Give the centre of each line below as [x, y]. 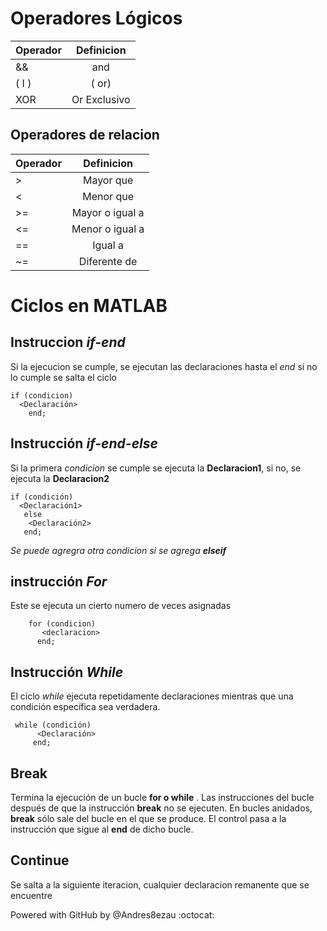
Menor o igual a [108, 229]
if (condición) [42, 497]
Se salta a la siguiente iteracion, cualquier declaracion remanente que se [160, 884]
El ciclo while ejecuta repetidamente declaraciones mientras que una [152, 696]
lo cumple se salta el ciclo [63, 377]
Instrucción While [67, 672]
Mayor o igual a [108, 212]
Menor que [108, 196]
